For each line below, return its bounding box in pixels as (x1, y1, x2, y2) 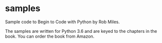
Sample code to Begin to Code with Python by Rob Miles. (5, 19, 120, 25)
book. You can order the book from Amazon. (5, 33, 95, 39)
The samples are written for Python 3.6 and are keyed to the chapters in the (5, 28, 157, 34)
